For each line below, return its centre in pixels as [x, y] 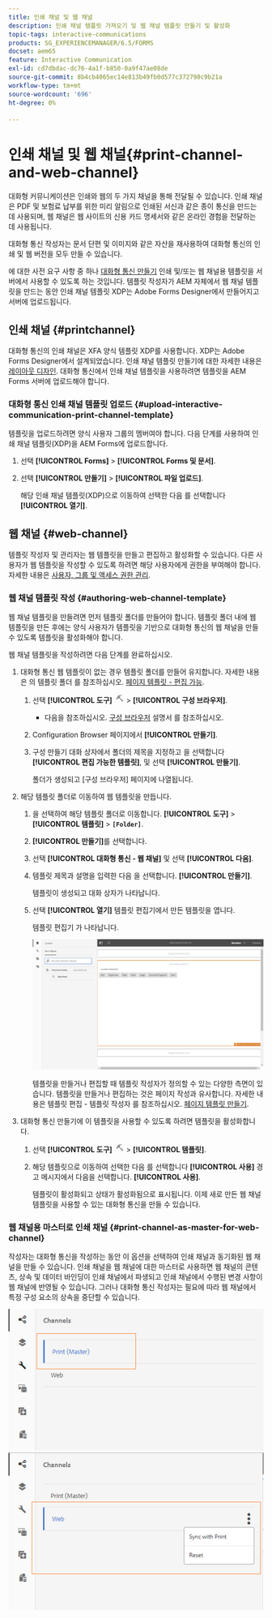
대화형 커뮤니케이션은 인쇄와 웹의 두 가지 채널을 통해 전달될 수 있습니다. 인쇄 [128, 196]
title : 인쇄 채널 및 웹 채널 [51, 17]
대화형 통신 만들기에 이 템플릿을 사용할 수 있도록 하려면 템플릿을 [120, 1121]
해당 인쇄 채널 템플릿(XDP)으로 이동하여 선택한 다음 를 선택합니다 [123, 496]
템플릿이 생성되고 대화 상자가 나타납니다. [96, 893]
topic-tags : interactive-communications [78, 34]
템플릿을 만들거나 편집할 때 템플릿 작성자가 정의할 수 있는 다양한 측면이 [143, 1084]
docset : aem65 [32, 52]
